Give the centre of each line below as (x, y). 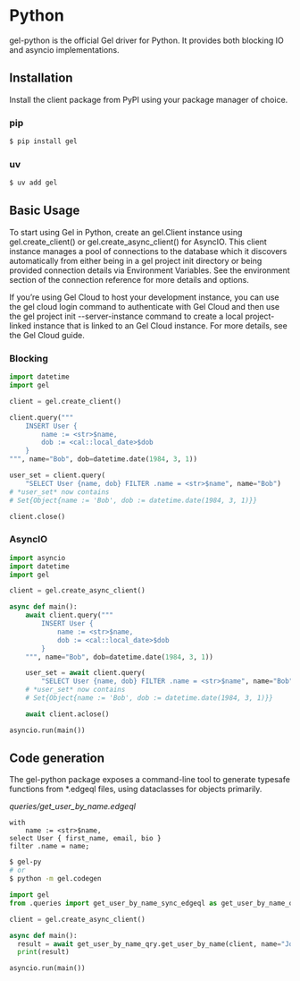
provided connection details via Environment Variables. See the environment (150, 270)
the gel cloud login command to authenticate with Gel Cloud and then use (144, 306)
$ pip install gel (43, 141)
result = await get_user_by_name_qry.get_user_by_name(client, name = (149, 944)
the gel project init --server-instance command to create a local (126, 316)
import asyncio (37, 558)
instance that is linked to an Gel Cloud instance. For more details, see (160, 325)
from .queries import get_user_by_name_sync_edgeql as (113, 903)
